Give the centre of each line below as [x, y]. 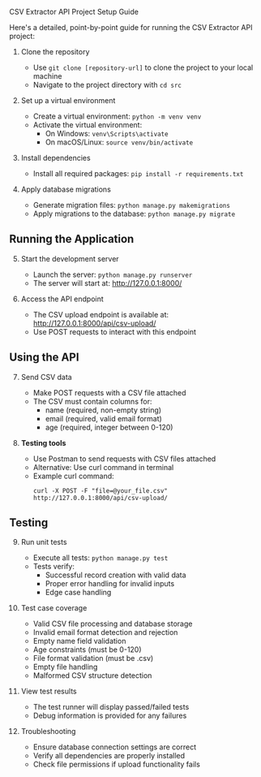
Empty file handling [65, 667]
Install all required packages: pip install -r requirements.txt [138, 173]
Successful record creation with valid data [116, 575]
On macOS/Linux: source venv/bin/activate [119, 142]
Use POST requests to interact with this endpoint [115, 331]
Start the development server [70, 258]
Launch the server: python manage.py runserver [113, 274]
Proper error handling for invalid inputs [110, 584]
